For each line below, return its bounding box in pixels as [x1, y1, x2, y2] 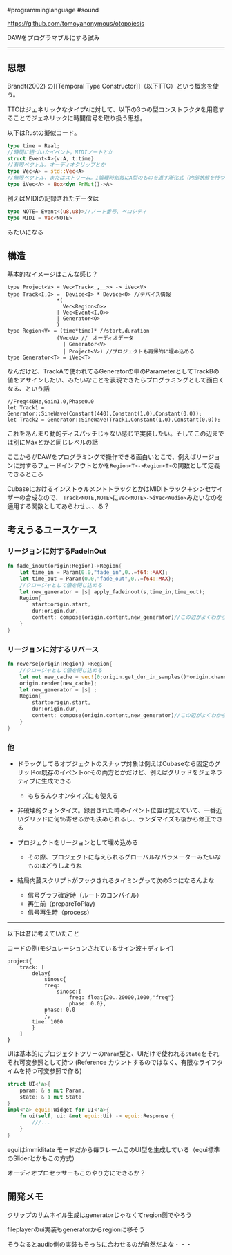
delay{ [32, 970, 51, 977]
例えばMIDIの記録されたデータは [7, 194, 99, 203]
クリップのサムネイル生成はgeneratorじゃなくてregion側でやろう [7, 1210, 192, 1219]
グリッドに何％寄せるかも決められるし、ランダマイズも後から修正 [23, 815, 211, 824]
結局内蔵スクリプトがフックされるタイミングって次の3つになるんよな [17, 876, 215, 884]
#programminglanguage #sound [7, 6, 99, 14]
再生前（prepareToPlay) [27, 900, 95, 908]
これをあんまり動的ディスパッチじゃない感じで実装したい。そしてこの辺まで [7, 429, 224, 438]
